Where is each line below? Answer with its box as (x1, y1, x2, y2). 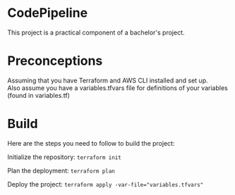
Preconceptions (7, 53, 103, 69)
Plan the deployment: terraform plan (7, 166, 115, 175)
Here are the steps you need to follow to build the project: (7, 139, 175, 147)
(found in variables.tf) (7, 91, 71, 99)
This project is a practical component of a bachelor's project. (7, 28, 185, 37)
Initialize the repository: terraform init (7, 153, 121, 161)
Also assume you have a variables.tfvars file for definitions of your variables (7, 83, 228, 92)
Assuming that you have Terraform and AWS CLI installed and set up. (7, 76, 208, 84)
